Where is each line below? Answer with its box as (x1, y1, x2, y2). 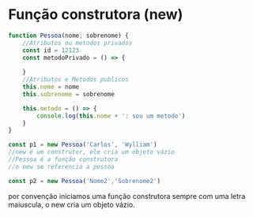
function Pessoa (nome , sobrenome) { (8, 32, 129, 39)
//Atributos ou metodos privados (22, 39, 133, 47)
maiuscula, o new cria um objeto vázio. (8, 200, 136, 209)
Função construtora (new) (8, 6, 183, 24)
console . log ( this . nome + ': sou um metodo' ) (36, 112, 186, 120)
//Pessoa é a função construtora (8, 155, 119, 163)
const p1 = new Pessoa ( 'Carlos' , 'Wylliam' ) (8, 140, 157, 149)
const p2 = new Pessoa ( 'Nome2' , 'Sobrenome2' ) (8, 177, 160, 185)
